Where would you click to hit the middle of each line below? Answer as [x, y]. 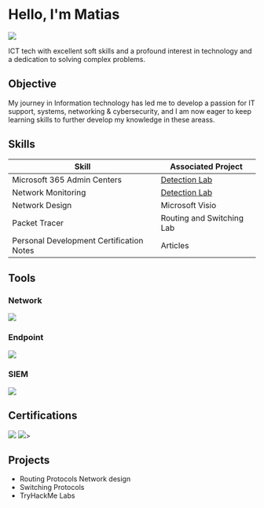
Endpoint [26, 338]
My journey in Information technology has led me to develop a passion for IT [132, 103]
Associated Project [207, 166]
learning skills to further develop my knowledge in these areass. [112, 119]
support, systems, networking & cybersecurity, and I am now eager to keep [130, 111]
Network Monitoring [49, 192]
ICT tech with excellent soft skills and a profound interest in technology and [130, 51]
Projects [29, 460]
